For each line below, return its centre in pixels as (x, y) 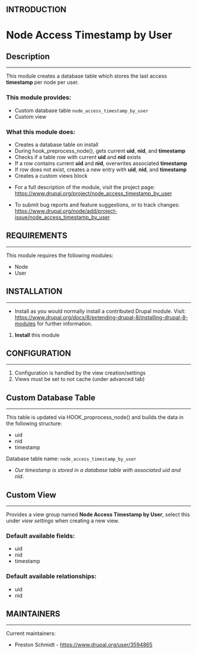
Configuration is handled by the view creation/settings (80, 373)
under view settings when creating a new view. (63, 521)
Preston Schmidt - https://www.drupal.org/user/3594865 (84, 645)
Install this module (37, 335)
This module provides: (39, 97)
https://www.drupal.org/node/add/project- (66, 211)
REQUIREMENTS (37, 236)
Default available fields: (40, 535)
